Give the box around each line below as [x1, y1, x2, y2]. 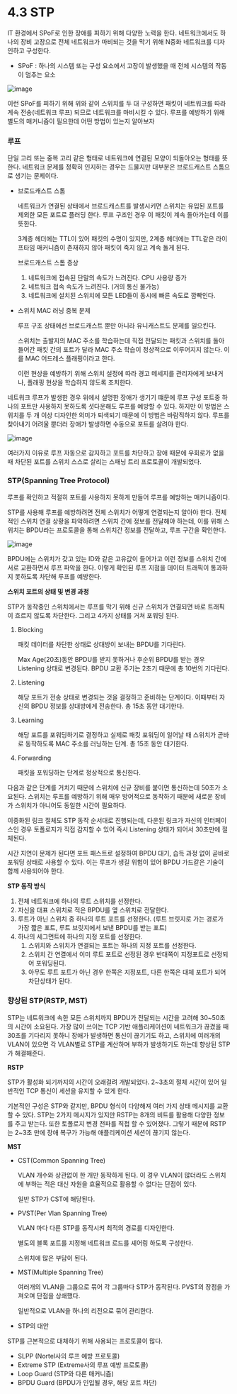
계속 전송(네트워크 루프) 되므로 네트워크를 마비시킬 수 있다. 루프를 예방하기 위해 [7, 108, 225, 116]
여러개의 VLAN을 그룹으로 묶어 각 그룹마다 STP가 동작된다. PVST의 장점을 [17, 1282, 223, 1291]
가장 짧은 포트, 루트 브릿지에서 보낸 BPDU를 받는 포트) [17, 923, 168, 931]
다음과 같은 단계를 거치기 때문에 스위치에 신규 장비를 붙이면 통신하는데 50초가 [7, 783, 221, 792]
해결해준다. [14, 1049, 46, 1057]
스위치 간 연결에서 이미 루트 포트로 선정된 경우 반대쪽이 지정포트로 [28, 950, 210, 958]
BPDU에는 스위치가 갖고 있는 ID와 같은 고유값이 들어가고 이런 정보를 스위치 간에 [7, 554, 227, 563]
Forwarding [17, 753, 52, 762]
